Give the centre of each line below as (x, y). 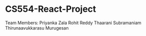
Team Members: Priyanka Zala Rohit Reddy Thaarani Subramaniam (73, 23)
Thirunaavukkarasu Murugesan (37, 28)
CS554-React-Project (51, 9)
